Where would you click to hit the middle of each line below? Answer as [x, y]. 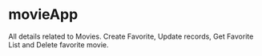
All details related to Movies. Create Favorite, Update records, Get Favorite [131, 36]
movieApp [43, 15]
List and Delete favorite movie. [59, 44]
